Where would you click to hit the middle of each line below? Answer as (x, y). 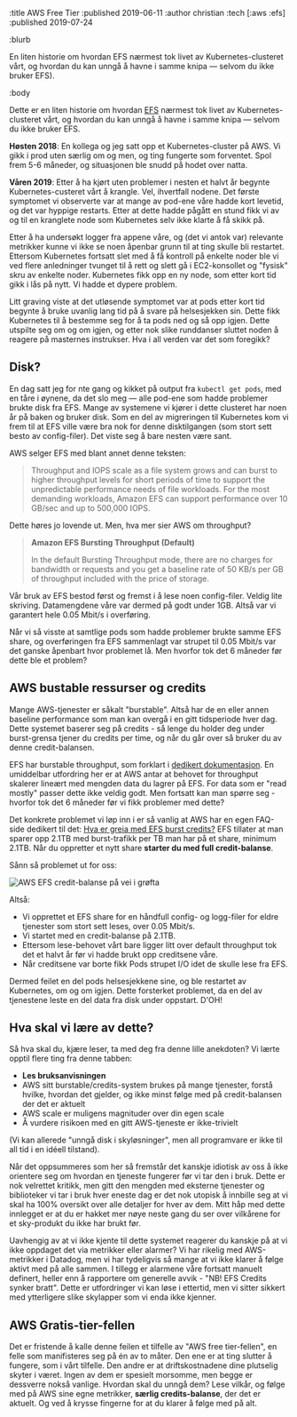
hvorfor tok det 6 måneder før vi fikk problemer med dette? (117, 802)
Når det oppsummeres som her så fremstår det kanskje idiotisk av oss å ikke (149, 1166)
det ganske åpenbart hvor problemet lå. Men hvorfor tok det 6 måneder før (146, 650)
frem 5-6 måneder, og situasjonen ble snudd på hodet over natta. (129, 165)
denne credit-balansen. (52, 747)
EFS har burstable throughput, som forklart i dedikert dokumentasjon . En (142, 764)
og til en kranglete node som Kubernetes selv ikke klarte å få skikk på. (137, 220)
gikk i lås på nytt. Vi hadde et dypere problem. (93, 284)
